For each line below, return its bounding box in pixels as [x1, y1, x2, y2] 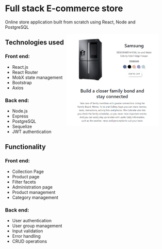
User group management [12, 223, 63, 229]
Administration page [12, 184, 53, 190]
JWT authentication [12, 129, 52, 134]
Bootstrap [12, 79, 32, 85]
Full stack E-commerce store [5, 3, 123, 14]
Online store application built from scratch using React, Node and [5, 19, 136, 25]
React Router [12, 69, 38, 75]
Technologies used [5, 38, 64, 47]
